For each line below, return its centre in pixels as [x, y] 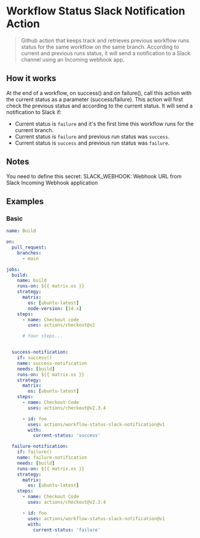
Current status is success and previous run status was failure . [92, 143]
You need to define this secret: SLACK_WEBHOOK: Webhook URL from [94, 176]
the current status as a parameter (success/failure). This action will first [95, 99]
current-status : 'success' [67, 436]
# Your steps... [42, 336]
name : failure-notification [52, 458]
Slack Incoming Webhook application [52, 183]
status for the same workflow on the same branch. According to [100, 47]
